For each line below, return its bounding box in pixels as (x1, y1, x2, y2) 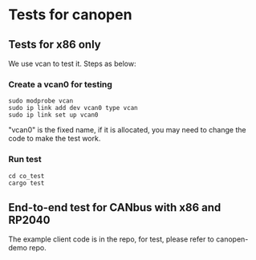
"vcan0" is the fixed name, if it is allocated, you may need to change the (8, 125, 246, 135)
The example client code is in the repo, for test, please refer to (8, 234, 215, 244)
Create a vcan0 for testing (8, 79, 112, 90)
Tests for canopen (8, 6, 132, 24)
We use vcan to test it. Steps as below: (8, 59, 136, 68)
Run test (8, 154, 42, 165)
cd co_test (8, 172, 45, 180)
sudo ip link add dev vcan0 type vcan (8, 104, 138, 112)
